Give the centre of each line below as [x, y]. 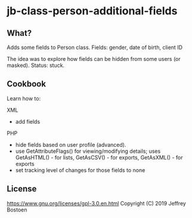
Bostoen [17, 210]
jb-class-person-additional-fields [92, 11]
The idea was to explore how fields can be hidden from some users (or [94, 59]
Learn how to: [24, 98]
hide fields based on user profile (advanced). [71, 145]
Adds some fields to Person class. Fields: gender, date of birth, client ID [95, 47]
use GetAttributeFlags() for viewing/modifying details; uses [88, 151]
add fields [28, 121]
